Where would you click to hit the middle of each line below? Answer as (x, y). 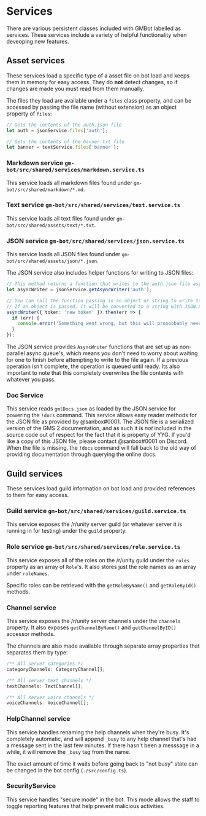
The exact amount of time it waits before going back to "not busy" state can (102, 764)
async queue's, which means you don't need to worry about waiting (112, 353)
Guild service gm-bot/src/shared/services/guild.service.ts (96, 511)
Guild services (35, 473)
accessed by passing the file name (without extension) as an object (92, 107)
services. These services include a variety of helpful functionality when (97, 34)
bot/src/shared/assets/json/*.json (52, 261)
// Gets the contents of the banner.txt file (65, 142)
